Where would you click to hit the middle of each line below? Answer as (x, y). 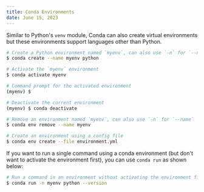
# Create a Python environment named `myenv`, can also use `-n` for (96, 52)
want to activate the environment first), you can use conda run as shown (97, 160)
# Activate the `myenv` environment (53, 69)
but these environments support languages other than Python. (84, 41)
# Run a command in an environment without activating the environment (99, 177)
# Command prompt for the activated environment (69, 86)
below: (15, 166)
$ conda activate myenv (36, 75)
